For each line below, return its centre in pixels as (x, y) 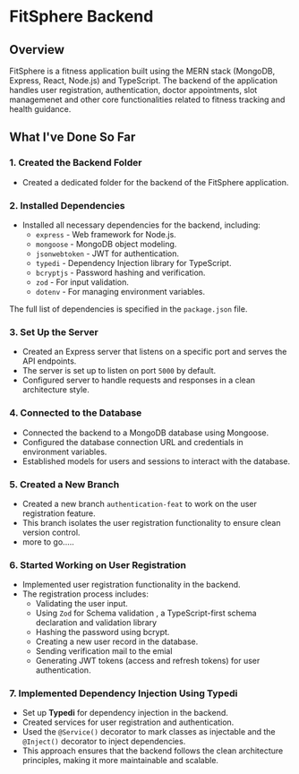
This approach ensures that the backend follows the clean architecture (153, 751)
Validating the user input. (81, 604)
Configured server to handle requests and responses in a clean (139, 380)
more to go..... (48, 542)
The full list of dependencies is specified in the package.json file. (128, 309)
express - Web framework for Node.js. (106, 234)
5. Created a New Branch (64, 484)
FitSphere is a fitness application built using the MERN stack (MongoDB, (142, 71)
